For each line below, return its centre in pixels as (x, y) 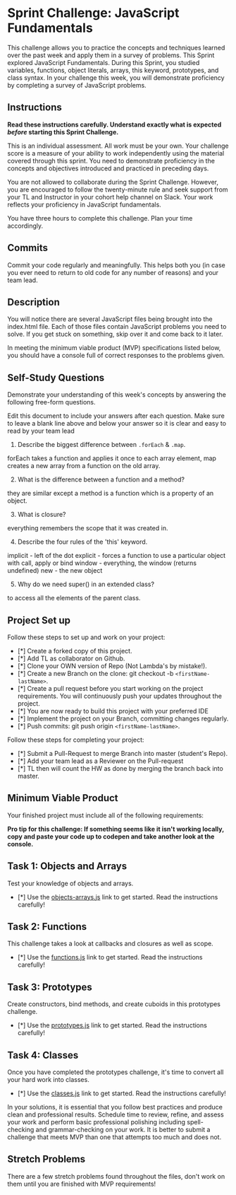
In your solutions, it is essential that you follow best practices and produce (115, 1107)
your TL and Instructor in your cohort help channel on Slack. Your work (110, 197)
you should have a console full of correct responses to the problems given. (116, 356)
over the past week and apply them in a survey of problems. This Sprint (111, 55)
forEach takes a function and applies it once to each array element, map (112, 458)
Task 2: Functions (47, 927)
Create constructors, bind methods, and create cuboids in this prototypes (114, 1004)
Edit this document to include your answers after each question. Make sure (116, 416)
